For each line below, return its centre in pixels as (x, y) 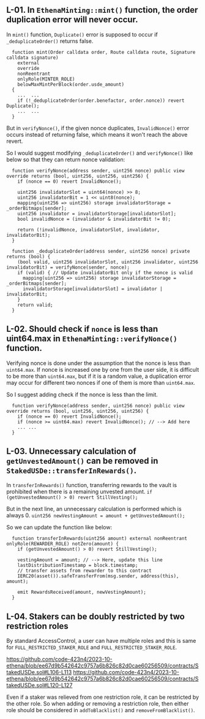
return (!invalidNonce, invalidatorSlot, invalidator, (89, 229)
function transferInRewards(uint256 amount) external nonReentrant (100, 539)
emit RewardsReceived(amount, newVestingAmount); (82, 592)
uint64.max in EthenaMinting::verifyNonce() (92, 339)
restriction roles (37, 626)
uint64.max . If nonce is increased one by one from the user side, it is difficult (103, 369)
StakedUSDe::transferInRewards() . (72, 471)
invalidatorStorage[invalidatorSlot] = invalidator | (93, 289)
